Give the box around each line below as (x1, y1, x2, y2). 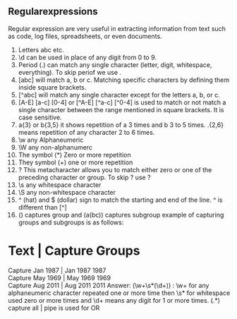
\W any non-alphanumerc (18, 143, 92, 151)
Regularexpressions (8, 6, 98, 18)
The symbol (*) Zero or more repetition (18, 150, 131, 159)
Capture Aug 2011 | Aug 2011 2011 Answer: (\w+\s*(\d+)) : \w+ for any (8, 281, 209, 289)
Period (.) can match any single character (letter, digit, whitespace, (18, 60, 212, 69)
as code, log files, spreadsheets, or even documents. (8, 32, 162, 40)
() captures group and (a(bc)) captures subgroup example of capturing (18, 210, 224, 219)
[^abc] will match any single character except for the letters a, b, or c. (18, 90, 221, 99)
